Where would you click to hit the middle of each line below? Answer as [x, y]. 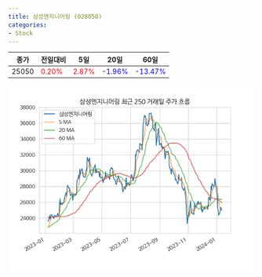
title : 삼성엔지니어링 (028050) [55, 16]
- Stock [21, 33]
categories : [27, 25]
